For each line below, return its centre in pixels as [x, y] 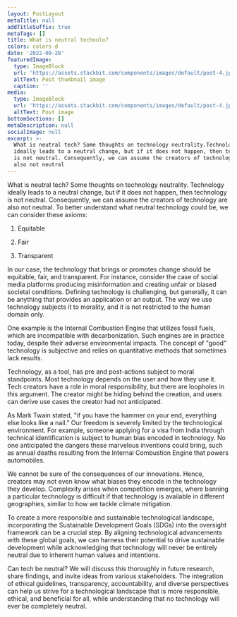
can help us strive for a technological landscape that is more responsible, [114, 591]
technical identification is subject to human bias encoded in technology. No [116, 437]
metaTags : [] [26, 33]
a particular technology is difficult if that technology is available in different [116, 496]
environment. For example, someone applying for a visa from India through [116, 430]
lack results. [25, 358]
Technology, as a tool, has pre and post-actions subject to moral [101, 372]
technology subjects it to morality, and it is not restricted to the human [109, 307]
